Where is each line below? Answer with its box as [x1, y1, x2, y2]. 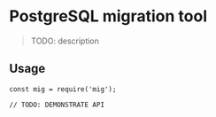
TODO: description [30, 35, 100, 46]
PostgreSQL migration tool [9, 6, 208, 27]
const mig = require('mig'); [9, 84, 117, 94]
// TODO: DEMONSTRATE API [9, 100, 104, 109]
